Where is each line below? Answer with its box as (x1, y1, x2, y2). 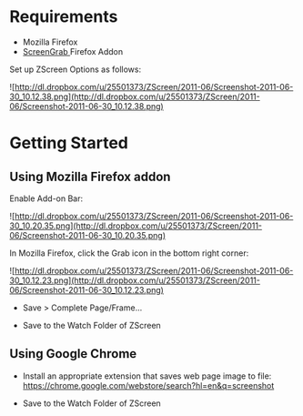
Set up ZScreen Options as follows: (9, 64, 142, 75)
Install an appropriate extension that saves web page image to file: (22, 370, 272, 381)
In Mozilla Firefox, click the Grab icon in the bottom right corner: (9, 248, 249, 259)
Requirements (9, 6, 118, 27)
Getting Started (9, 133, 129, 154)
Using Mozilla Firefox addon (9, 168, 171, 184)
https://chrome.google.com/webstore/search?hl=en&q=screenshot (22, 380, 275, 391)
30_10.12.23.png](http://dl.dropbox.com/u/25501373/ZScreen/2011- (9, 275, 261, 286)
